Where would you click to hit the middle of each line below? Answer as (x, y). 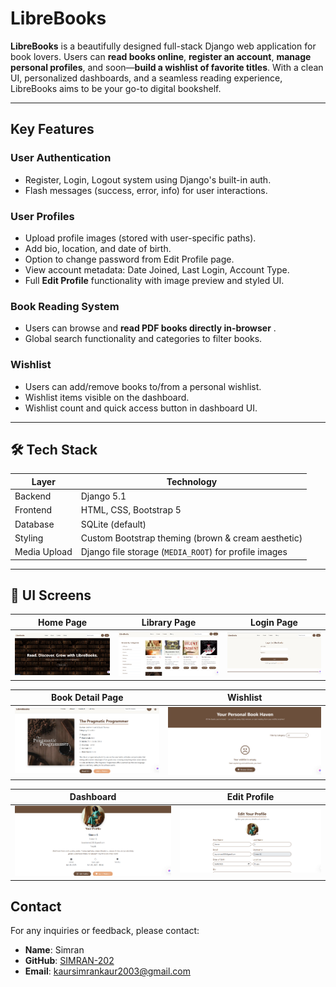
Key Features (52, 129)
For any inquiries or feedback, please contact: (105, 931)
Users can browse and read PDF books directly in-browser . (150, 328)
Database (34, 524)
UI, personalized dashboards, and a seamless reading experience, (146, 78)
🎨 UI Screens (51, 595)
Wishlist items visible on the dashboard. (107, 397)
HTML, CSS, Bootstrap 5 (131, 510)
